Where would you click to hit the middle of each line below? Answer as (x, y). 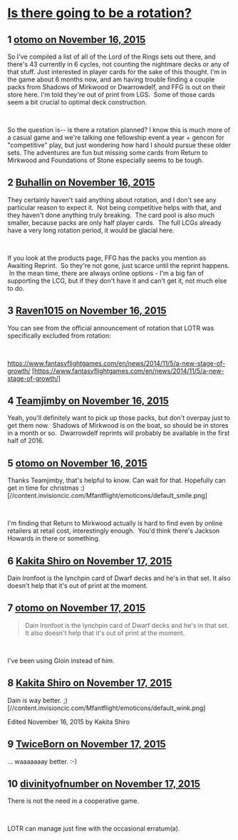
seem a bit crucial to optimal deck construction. (77, 102)
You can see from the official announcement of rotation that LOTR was (111, 328)
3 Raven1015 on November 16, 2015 (87, 311)
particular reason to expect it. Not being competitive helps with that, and (115, 207)
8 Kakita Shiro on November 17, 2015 (90, 683)
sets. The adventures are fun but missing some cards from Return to (108, 152)
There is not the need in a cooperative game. (73, 801)
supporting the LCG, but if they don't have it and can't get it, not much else (117, 281)
